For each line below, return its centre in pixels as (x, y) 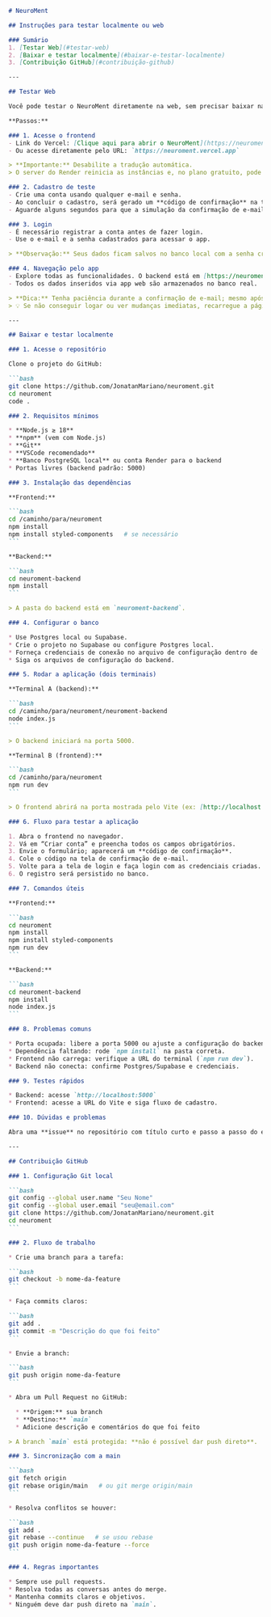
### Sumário (28, 40)
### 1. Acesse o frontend (52, 135)
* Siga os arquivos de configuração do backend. (92, 660)
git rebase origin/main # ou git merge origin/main (101, 1486)
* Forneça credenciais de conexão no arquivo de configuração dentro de (133, 652)
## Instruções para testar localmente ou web (86, 25)
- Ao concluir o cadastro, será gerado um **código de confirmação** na (133, 202)
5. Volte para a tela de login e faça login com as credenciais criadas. (135, 867)
